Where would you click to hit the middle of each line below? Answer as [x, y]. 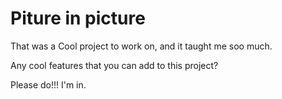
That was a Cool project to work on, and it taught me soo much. [141, 46]
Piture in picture [78, 18]
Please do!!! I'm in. [48, 84]
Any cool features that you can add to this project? [114, 65]
